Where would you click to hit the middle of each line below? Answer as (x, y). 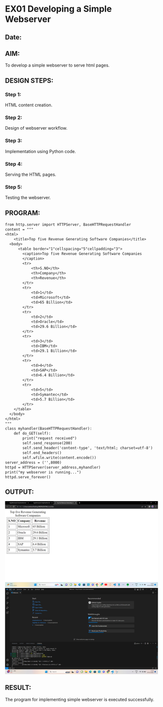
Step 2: (14, 118)
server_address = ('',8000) (33, 463)
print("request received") (50, 438)
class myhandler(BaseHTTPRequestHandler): (49, 429)
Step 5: (14, 187)
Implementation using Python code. (41, 151)
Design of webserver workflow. (36, 128)
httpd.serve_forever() (28, 477)
